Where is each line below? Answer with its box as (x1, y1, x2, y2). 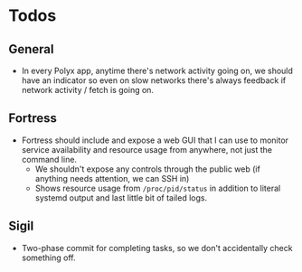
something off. (21, 252, 76, 263)
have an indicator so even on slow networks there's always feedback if (21, 75, 287, 86)
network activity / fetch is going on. (21, 85, 155, 95)
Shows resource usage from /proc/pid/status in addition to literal (34, 183, 281, 193)
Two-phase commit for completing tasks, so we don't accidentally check (21, 242, 293, 253)
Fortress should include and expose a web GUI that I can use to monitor (21, 135, 289, 145)
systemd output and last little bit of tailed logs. (34, 192, 208, 203)
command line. (21, 154, 78, 164)
